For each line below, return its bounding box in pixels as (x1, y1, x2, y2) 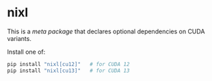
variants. (7, 34, 32, 42)
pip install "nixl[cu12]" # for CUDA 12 (7, 61, 130, 67)
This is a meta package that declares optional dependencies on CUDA (7, 27, 205, 35)
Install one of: (7, 48, 46, 56)
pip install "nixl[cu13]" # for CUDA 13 (7, 67, 130, 74)
